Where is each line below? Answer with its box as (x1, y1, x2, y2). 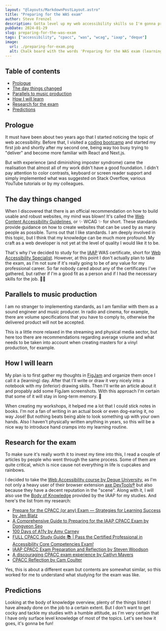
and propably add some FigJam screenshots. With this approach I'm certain (5, 388, 160, 394)
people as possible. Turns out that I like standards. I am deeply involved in (5, 229, 156, 235)
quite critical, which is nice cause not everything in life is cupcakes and (5, 462, 150, 468)
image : (5, 40, 19, 45)
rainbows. (5, 467, 26, 473)
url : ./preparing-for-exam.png (9, 44, 74, 49)
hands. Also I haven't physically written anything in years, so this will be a (5, 418, 155, 424)
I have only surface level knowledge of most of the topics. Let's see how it (5, 615, 157, 621)
